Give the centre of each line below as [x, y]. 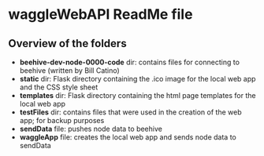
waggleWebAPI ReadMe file [100, 15]
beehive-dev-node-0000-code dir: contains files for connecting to [130, 62]
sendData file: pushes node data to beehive [91, 129]
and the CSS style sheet [59, 87]
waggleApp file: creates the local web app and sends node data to [128, 137]
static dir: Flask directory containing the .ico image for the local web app [138, 79]
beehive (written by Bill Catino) [69, 71]
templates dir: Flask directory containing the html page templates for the [138, 95]
